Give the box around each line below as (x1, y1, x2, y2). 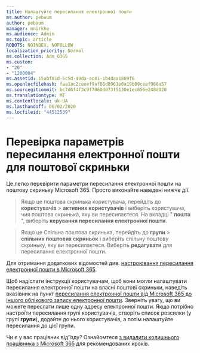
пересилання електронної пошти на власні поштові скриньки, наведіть (6, 284, 187, 291)
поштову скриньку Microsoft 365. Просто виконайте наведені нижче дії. (6, 186, 190, 194)
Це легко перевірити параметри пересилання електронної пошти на (6, 180, 181, 188)
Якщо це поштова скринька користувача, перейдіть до (20, 198, 161, 206)
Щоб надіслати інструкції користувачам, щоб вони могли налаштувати (6, 277, 187, 285)
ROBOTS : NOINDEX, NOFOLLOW (6, 43, 73, 49)
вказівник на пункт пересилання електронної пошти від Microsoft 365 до (6, 290, 192, 297)
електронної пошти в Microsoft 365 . (6, 266, 97, 273)
